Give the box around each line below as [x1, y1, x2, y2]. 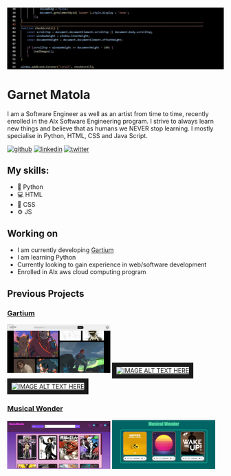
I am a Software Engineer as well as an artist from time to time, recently [7, 109, 209, 117]
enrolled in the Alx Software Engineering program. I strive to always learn [7, 117, 214, 125]
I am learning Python [16, 253, 76, 262]
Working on [7, 227, 58, 239]
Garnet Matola [7, 87, 91, 102]
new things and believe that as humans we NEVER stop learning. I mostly [7, 124, 214, 133]
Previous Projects [7, 288, 85, 299]
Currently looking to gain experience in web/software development [16, 260, 207, 269]
